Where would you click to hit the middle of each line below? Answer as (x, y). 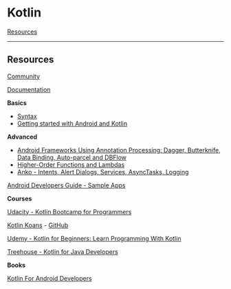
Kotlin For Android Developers (49, 278)
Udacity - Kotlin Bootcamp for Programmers (69, 211)
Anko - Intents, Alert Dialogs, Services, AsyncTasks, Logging (103, 172)
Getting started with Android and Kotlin (72, 123)
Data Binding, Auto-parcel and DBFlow (72, 157)
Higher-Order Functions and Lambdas (71, 164)
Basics (17, 103)
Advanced (22, 137)
